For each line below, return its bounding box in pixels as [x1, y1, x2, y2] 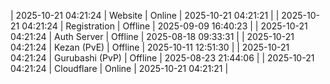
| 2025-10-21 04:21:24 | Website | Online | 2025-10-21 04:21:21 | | [10, 10, 280, 21]
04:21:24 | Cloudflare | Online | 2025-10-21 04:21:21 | [10, 63, 229, 74]
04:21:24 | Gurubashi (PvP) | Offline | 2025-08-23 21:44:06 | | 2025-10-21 [10, 52, 315, 64]
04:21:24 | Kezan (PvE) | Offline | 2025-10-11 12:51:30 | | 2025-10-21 [10, 41, 290, 53]
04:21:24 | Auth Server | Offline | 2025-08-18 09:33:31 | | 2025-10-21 [10, 31, 295, 42]
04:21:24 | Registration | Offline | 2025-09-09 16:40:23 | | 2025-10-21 [21, 20, 308, 32]
